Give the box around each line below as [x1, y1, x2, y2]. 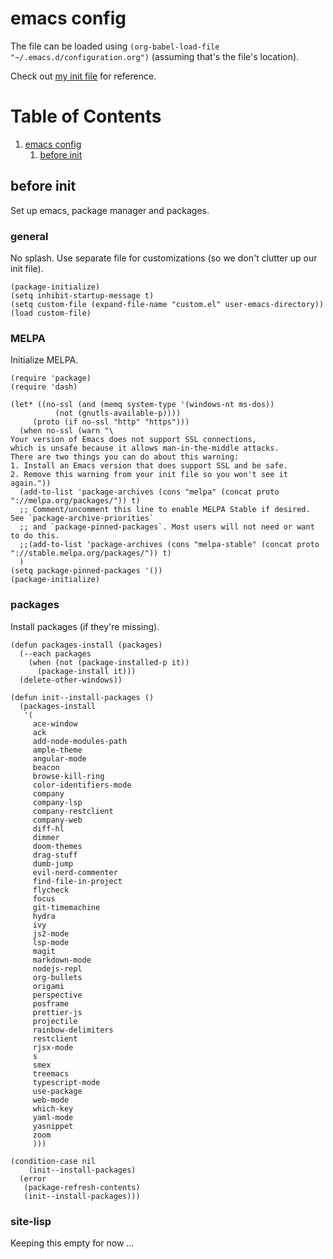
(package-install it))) [36, 666, 137, 676]
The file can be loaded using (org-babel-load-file [10, 40, 220, 52]
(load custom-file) [10, 308, 92, 318]
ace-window [32, 718, 78, 729]
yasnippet [32, 1121, 74, 1131]
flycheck [32, 885, 70, 895]
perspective [32, 990, 83, 1000]
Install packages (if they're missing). [10, 620, 160, 632]
